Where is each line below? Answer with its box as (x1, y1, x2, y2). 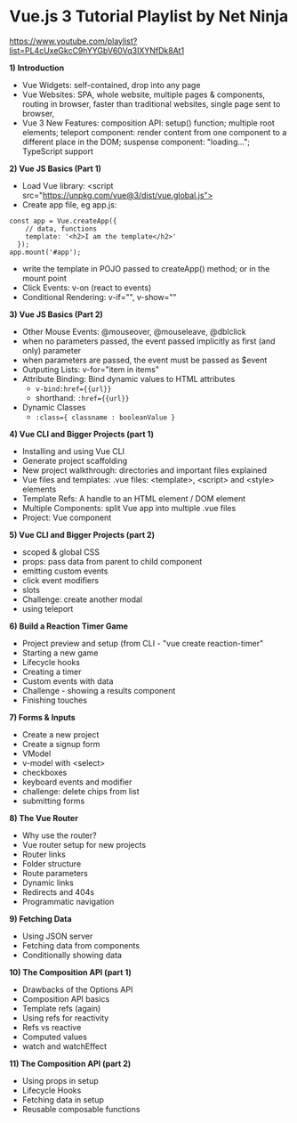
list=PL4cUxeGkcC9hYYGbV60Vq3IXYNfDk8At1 (9, 45, 185, 55)
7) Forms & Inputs (9, 712, 76, 722)
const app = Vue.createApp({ (9, 216, 117, 225)
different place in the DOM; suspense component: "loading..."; (21, 136, 251, 147)
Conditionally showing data (21, 949, 123, 960)
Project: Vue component (21, 512, 112, 523)
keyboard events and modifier (21, 777, 132, 787)
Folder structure (21, 858, 82, 869)
